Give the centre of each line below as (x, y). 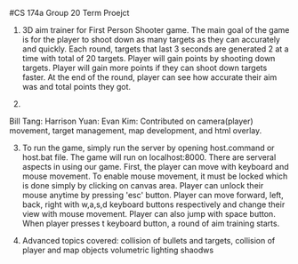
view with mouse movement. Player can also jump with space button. (149, 214)
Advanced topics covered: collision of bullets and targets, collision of (149, 240)
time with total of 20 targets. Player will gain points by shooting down (149, 58)
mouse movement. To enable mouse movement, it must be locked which (155, 176)
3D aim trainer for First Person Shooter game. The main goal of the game (156, 30)
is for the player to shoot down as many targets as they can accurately (151, 40)
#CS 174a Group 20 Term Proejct (69, 13)
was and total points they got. (77, 87)
